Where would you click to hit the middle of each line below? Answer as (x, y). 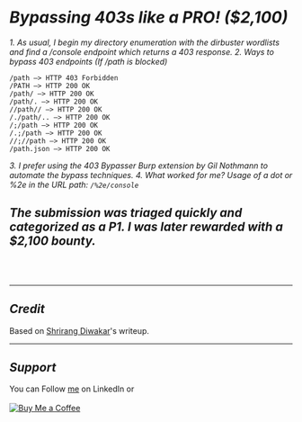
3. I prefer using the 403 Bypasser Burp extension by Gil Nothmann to (138, 166)
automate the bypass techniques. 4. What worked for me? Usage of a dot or (151, 175)
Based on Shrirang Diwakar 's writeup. (80, 330)
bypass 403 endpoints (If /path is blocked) (89, 61)
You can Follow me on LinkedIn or (72, 389)
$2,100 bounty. (53, 241)
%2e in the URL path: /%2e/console (74, 184)
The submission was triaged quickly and (126, 213)
